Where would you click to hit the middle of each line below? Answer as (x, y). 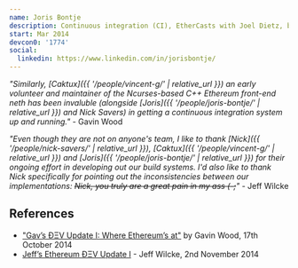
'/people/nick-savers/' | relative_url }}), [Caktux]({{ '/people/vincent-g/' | (142, 148)
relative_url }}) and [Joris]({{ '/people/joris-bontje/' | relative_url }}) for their (147, 158)
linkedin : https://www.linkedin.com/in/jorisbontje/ (117, 59)
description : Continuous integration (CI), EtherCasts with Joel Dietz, (146, 26)
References (42, 214)
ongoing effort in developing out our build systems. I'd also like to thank (141, 167)
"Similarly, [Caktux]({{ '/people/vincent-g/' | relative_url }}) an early (133, 84)
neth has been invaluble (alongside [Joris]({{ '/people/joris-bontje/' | (134, 102)
